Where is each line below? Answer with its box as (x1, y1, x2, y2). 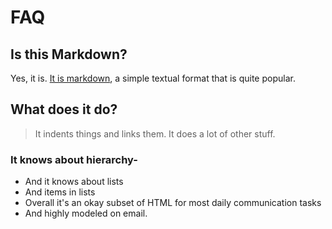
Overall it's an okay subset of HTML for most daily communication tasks (24, 197, 322, 209)
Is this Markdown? (10, 46, 128, 63)
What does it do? (10, 101, 118, 118)
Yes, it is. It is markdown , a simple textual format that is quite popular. (10, 72, 296, 84)
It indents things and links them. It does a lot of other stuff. (34, 127, 276, 140)
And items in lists (24, 186, 96, 198)
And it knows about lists (24, 176, 124, 188)
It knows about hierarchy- (10, 152, 138, 166)
